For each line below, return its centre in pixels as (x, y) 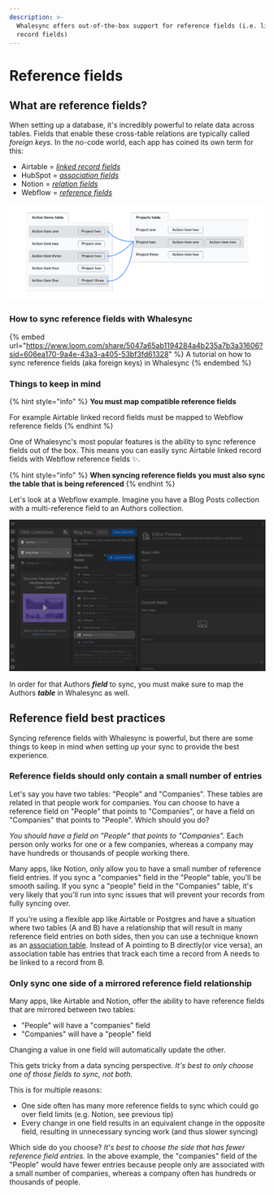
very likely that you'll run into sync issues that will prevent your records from (137, 894)
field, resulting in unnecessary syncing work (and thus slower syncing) (139, 1132)
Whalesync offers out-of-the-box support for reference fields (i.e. (137, 26)
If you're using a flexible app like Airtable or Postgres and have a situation (133, 918)
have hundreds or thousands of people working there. (100, 853)
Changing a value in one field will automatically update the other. (117, 1050)
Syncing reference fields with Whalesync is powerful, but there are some (131, 738)
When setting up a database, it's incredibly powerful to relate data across (132, 125)
